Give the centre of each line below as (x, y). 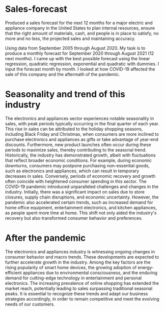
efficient (14, 272)
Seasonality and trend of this (65, 94)
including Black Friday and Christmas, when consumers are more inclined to (82, 134)
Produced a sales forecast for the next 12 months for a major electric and (79, 23)
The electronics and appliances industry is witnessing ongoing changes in (80, 252)
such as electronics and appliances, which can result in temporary (72, 171)
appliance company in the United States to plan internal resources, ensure (80, 28)
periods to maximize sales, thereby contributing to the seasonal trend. (76, 150)
